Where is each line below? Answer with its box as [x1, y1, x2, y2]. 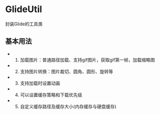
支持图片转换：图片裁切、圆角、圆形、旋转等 [20, 68, 114, 74]
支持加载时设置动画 [20, 80, 61, 86]
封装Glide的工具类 [5, 21, 43, 27]
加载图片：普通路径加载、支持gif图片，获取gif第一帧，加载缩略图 [20, 56, 155, 63]
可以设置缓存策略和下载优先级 [20, 92, 82, 98]
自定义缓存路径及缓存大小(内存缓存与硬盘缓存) [20, 103, 117, 109]
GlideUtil [5, 4, 42, 15]
